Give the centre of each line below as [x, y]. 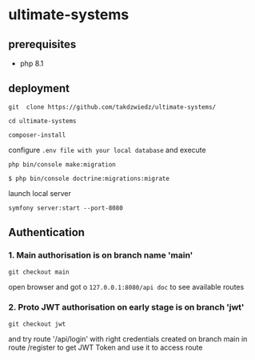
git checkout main [39, 272]
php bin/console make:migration [62, 164]
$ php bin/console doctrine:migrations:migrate [89, 178]
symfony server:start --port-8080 [66, 208]
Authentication [47, 232]
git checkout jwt [37, 324]
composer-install [37, 135]
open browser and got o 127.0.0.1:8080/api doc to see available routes [126, 286]
